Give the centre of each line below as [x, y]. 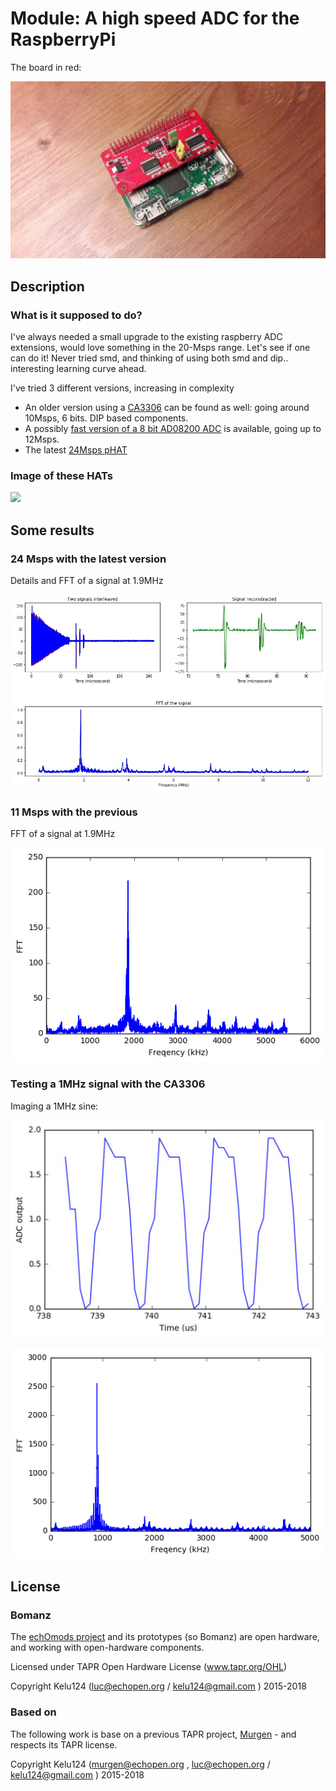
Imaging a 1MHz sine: [54, 1106]
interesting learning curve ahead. [78, 369]
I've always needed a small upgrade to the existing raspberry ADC [146, 337]
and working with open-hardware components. [107, 1648]
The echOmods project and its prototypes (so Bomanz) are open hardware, [165, 1637]
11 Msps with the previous [74, 812]
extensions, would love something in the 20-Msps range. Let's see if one [160, 348]
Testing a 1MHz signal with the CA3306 [108, 1084]
